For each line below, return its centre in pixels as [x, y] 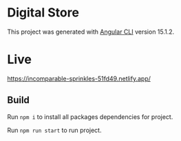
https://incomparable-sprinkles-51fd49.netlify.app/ [79, 78]
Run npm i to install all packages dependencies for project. [90, 117]
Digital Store [43, 13]
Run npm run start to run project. [54, 130]
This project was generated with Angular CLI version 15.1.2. [91, 32]
